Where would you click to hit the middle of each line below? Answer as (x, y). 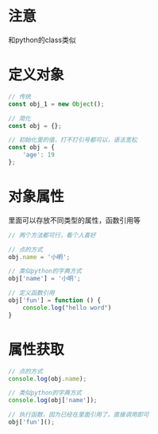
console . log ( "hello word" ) (67, 308)
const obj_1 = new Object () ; (56, 104)
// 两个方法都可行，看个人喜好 (52, 235)
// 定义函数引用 (31, 293)
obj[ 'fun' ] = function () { (55, 300)
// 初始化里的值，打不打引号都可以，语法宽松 (73, 140)
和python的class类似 (42, 40)
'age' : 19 (39, 155)
